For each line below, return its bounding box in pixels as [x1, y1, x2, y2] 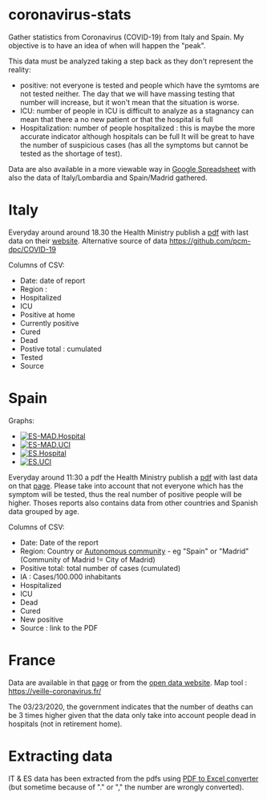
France [8, 651, 56, 669]
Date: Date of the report [19, 537, 99, 547]
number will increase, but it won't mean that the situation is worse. [19, 97, 240, 107]
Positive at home [19, 309, 75, 319]
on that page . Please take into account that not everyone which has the [8, 480, 244, 491]
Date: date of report [19, 276, 86, 285]
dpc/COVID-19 [8, 244, 56, 254]
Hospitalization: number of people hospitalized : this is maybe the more [19, 123, 256, 133]
